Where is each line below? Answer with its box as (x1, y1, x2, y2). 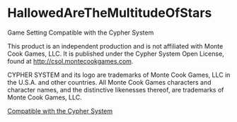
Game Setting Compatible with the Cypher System (7, 28, 154, 37)
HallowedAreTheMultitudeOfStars (7, 5, 212, 21)
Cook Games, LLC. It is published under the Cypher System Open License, (7, 49, 224, 58)
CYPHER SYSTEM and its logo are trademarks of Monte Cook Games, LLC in (7, 71, 231, 79)
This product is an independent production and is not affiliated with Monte (7, 42, 224, 50)
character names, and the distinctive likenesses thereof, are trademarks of (7, 85, 224, 94)
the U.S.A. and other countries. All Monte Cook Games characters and (7, 78, 212, 86)
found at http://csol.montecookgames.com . (7, 56, 134, 65)
